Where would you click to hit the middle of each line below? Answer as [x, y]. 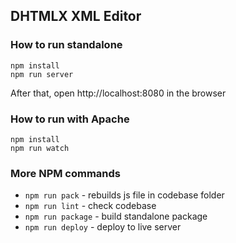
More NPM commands [66, 173]
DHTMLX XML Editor [76, 16]
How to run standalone [66, 45]
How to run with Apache [70, 119]
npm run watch [40, 148]
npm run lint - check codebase [90, 206]
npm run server [42, 74]
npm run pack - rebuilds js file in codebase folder [124, 195]
